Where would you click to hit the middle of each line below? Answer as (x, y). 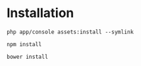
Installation (40, 13)
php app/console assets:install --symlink (70, 32)
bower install (28, 57)
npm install (24, 44)
